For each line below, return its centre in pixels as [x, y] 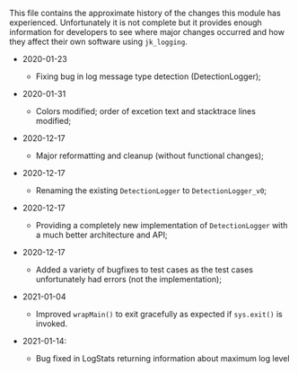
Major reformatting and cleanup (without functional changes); [150, 155]
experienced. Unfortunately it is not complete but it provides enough [136, 22]
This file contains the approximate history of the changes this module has [145, 13]
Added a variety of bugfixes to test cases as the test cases [145, 270]
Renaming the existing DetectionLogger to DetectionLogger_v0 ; [151, 191]
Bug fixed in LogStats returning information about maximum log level [162, 358]
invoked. [52, 324]
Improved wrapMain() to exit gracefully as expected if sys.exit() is [159, 314]
